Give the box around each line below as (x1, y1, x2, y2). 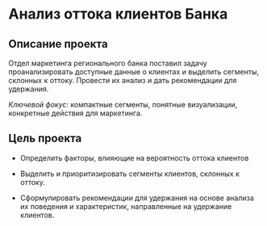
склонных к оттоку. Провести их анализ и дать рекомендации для (8, 76, 237, 85)
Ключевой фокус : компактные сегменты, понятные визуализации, (8, 100, 238, 109)
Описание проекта (8, 37, 108, 51)
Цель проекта (8, 132, 82, 145)
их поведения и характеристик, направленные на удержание (19, 201, 232, 211)
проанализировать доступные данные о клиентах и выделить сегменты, (8, 67, 260, 77)
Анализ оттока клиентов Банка (8, 5, 228, 23)
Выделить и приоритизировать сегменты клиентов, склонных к (19, 169, 240, 178)
